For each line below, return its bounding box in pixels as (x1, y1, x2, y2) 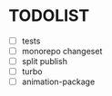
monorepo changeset (21, 46, 103, 56)
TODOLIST (8, 5, 90, 26)
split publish (21, 56, 67, 67)
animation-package (21, 76, 96, 87)
